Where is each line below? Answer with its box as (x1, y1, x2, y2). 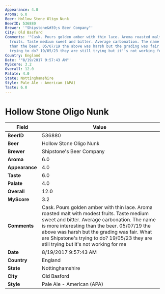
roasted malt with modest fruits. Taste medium (41, 210, 149, 217)
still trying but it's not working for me (41, 241, 127, 248)
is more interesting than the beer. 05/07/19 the (41, 222, 151, 229)
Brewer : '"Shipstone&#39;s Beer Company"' (5, 26, 93, 30)
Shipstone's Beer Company (41, 148, 105, 155)
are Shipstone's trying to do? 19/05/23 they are (41, 235, 152, 241)
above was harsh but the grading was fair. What (41, 229, 152, 235)
